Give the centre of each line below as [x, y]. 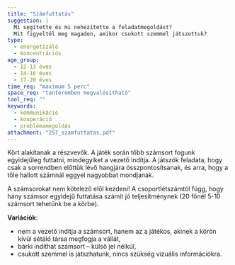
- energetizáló [36, 47]
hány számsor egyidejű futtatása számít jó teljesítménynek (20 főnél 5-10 [114, 196]
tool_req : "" [27, 100]
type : [15, 40]
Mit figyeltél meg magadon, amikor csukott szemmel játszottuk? [110, 34]
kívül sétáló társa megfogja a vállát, [69, 239]
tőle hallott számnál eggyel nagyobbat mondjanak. [81, 175]
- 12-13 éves [33, 67]
